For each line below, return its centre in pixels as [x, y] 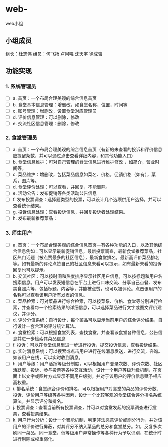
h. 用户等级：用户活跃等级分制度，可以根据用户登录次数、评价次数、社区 [88, 364]
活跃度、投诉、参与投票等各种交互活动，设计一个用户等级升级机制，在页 [87, 370]
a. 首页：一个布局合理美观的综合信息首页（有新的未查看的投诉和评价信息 [88, 150]
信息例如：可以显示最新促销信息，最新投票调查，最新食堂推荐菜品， [87, 251]
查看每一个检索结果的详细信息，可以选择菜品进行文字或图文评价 [92, 307]
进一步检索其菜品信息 [43, 339]
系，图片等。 [26, 181]
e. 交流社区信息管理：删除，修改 [46, 123]
